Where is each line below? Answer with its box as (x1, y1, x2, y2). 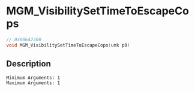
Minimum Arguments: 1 (6, 75, 61, 81)
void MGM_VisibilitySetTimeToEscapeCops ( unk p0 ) (6, 42, 130, 48)
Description (6, 59, 51, 69)
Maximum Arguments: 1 (6, 79, 61, 86)
